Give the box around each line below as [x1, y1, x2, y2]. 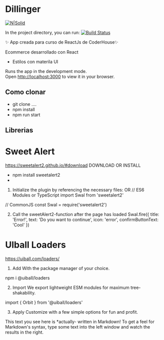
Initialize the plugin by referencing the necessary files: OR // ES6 [12, 187, 145, 193]
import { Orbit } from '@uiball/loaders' [5, 299, 83, 306]
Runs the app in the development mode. [5, 68, 87, 74]
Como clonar [5, 88, 46, 96]
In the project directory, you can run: [5, 29, 80, 35]
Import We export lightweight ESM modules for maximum [12, 284, 130, 291]
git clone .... [12, 101, 37, 107]
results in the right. [5, 329, 44, 336]
